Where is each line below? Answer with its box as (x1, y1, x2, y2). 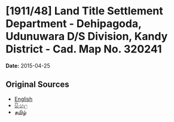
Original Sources (5, 80, 69, 90)
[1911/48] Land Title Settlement (5, 4, 163, 18)
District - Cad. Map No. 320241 (5, 42, 162, 56)
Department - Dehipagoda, (5, 17, 142, 30)
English (14, 95, 33, 102)
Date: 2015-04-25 (5, 62, 50, 69)
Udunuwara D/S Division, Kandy (5, 30, 168, 43)
